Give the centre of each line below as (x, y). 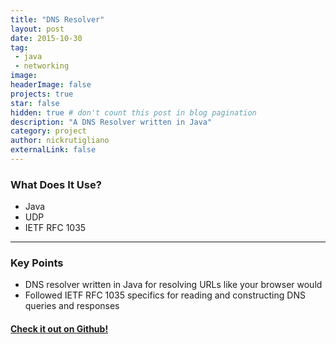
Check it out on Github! (59, 329)
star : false (35, 103)
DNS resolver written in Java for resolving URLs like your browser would (173, 285)
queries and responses (72, 306)
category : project (48, 131)
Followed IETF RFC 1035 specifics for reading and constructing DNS (165, 295)
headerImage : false (51, 85)
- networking (42, 66)
